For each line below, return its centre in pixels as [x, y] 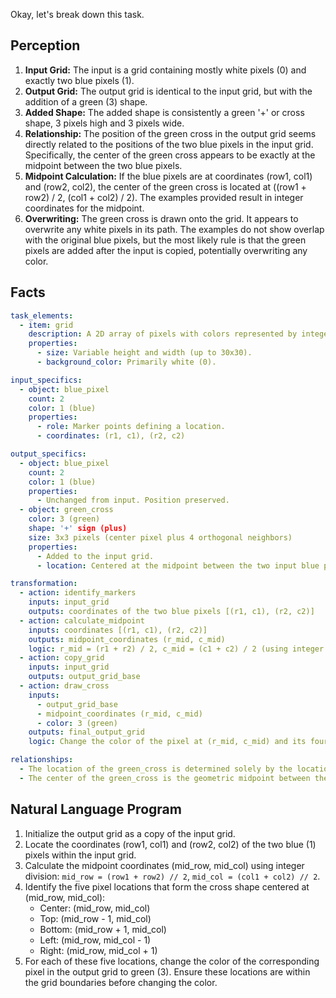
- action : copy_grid [62, 658]
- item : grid [46, 325]
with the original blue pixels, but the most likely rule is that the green [165, 240]
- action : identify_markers [78, 593]
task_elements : [42, 315]
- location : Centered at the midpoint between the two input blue [178, 565]
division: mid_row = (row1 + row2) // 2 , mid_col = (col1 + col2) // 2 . [172, 876]
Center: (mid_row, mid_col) [95, 908]
